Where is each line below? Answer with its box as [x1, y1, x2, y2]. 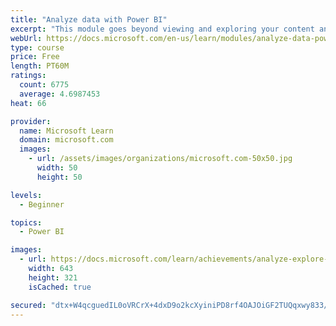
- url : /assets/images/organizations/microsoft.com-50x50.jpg [28, 154, 293, 164]
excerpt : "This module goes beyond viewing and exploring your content [10, 24, 315, 34]
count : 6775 [19, 80, 70, 90]
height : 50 [36, 172, 83, 182]
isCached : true [28, 282, 92, 292]
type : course [10, 42, 65, 53]
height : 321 [28, 272, 78, 283]
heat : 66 [10, 98, 47, 108]
